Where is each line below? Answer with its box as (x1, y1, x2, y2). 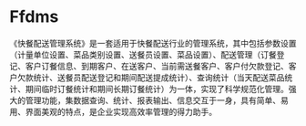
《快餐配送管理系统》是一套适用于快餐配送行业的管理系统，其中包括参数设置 (9, 37, 297, 48)
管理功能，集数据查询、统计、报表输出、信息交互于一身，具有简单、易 (25, 94, 289, 106)
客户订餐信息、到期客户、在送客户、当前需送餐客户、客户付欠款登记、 (25, 60, 289, 71)
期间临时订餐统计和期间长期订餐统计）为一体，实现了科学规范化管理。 (25, 83, 289, 94)
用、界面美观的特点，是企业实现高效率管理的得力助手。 (9, 106, 217, 117)
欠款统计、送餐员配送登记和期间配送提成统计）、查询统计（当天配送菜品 (16, 71, 285, 83)
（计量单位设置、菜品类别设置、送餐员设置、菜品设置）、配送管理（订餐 (9, 48, 277, 60)
